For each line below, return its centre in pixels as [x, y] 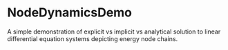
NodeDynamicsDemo [70, 13]
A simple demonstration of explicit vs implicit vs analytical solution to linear [114, 32]
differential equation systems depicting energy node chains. [93, 38]
